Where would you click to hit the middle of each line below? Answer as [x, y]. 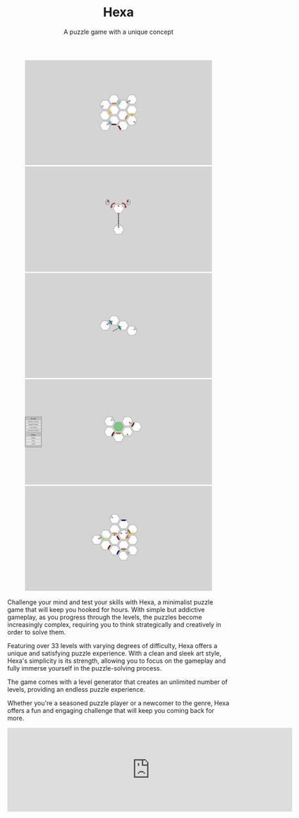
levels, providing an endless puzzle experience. [77, 690]
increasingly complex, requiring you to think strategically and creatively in [114, 625]
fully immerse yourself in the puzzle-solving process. [85, 669]
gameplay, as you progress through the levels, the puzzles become [105, 617]
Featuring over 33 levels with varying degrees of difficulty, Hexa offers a [112, 646]
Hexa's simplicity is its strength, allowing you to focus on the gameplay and [117, 661]
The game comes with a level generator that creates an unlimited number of [117, 682]
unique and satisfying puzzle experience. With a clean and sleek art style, [115, 654]
